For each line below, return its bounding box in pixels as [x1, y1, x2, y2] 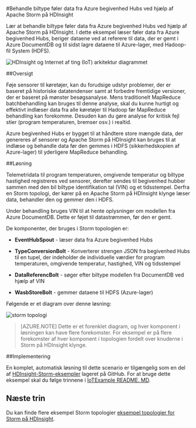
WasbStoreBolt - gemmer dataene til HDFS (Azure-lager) [14, 289, 153, 296]
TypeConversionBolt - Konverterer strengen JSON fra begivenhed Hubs [14, 248, 190, 254]
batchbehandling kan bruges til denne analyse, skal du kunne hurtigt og [6, 100, 179, 107]
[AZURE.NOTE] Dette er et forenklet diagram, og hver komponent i [20, 323, 180, 330]
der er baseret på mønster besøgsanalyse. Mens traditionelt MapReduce [6, 94, 181, 101]
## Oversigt [6, 70, 33, 77]
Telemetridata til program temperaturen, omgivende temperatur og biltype [6, 171, 184, 178]
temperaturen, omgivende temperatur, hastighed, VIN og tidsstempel [14, 260, 181, 267]
